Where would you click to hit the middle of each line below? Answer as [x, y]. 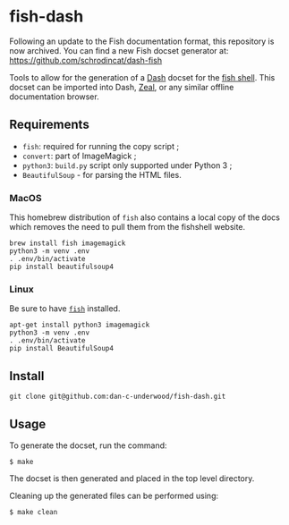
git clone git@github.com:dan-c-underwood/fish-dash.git [118, 397]
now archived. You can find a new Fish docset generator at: [119, 50]
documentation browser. [55, 97]
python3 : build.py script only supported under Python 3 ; [127, 165]
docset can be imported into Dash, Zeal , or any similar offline [122, 87]
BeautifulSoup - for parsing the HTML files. [102, 174]
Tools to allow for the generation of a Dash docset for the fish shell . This [142, 77]
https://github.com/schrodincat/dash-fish [86, 60]
